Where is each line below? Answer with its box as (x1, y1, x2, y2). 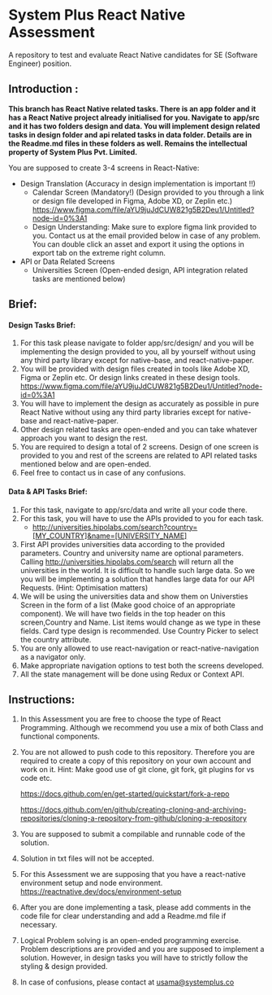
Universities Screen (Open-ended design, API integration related (32, 265, 248, 274)
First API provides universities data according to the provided (19, 539, 226, 549)
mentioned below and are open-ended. (19, 459, 152, 469)
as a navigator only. (19, 651, 86, 661)
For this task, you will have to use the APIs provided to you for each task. (19, 513, 264, 523)
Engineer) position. (8, 59, 71, 68)
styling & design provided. (19, 962, 108, 971)
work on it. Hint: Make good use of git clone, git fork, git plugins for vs (19, 765, 255, 774)
